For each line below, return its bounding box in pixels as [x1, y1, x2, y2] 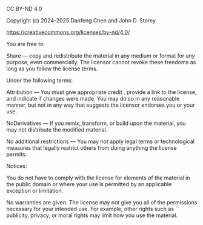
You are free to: [6, 41, 45, 47]
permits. [6, 151, 27, 158]
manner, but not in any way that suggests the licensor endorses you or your [6, 101, 195, 109]
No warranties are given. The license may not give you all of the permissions [6, 199, 198, 206]
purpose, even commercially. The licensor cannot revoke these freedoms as [6, 59, 196, 65]
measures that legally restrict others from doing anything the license [6, 144, 177, 151]
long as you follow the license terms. [6, 65, 98, 72]
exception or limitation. [6, 187, 64, 194]
